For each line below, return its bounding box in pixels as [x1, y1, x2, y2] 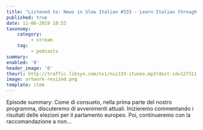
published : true [6, 15, 47, 21]
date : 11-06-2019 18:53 [6, 20, 67, 26]
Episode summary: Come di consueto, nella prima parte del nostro [6, 99, 172, 106]
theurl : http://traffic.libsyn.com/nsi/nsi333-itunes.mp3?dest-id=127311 [6, 71, 198, 77]
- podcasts [30, 48, 59, 54]
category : [17, 31, 43, 37]
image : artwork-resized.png [6, 76, 78, 82]
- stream [30, 37, 53, 43]
